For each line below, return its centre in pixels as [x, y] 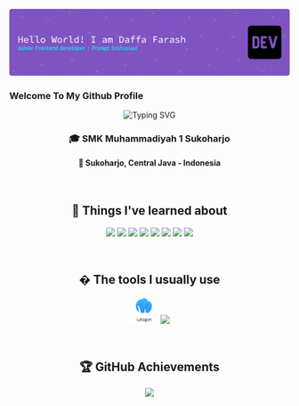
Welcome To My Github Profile [77, 95]
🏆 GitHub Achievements [149, 367]
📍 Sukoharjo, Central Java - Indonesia [149, 163]
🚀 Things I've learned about [149, 211]
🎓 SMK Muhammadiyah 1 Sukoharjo [149, 138]
